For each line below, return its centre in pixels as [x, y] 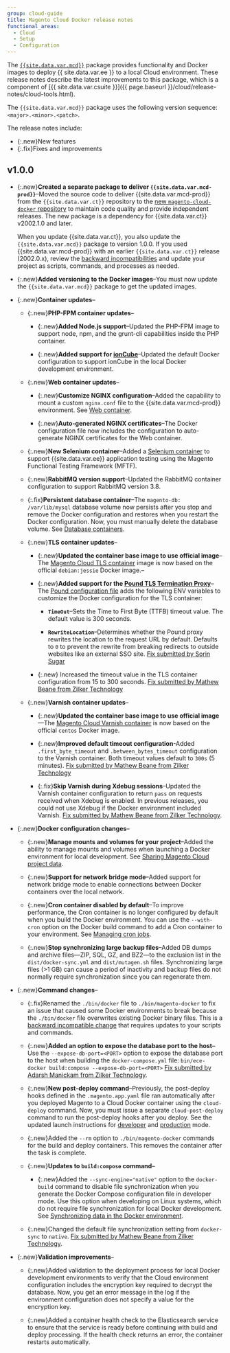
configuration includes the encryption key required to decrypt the [120, 1284]
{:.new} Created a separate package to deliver [83, 187]
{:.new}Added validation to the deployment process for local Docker [124, 1270]
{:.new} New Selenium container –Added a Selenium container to [118, 451]
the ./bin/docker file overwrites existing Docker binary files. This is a [125, 1018]
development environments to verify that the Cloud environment [118, 1277]
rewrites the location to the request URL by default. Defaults [133, 639]
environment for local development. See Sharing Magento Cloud [118, 856]
